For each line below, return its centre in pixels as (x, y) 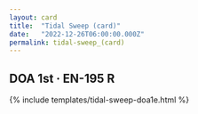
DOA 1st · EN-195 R (62, 78)
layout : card (33, 17)
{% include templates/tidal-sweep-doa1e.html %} (99, 100)
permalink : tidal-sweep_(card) (67, 42)
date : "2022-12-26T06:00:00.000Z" (77, 34)
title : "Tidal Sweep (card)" (65, 26)
